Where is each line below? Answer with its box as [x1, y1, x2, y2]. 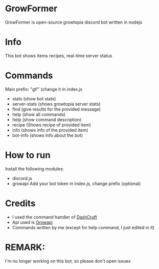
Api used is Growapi [12, 219, 53, 225]
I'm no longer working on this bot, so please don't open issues [5, 258, 131, 264]
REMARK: [5, 241, 45, 253]
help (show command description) [12, 117, 82, 122]
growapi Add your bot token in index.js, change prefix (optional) [12, 180, 141, 186]
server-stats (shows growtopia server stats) [12, 101, 101, 107]
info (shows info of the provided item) [12, 127, 89, 133]
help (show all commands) [12, 111, 66, 117]
